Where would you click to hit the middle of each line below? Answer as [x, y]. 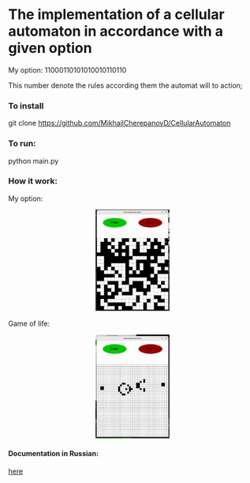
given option [50, 48]
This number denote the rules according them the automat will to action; [125, 85]
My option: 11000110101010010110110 [67, 70]
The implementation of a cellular [116, 15]
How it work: [33, 181]
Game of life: [29, 324]
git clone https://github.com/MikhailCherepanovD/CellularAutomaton [119, 123]
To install [26, 106]
